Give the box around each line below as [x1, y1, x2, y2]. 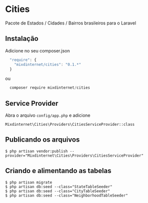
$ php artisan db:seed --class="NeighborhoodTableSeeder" [5, 193, 128, 198]
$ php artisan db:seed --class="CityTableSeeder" [5, 189, 111, 194]
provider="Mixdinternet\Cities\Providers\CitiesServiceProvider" [5, 153, 144, 158]
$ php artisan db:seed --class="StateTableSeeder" [5, 184, 113, 189]
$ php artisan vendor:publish [5, 149, 68, 154]
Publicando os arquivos [5, 136, 80, 144]
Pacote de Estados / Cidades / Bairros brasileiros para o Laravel [5, 20, 136, 26]
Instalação [5, 34, 39, 43]
